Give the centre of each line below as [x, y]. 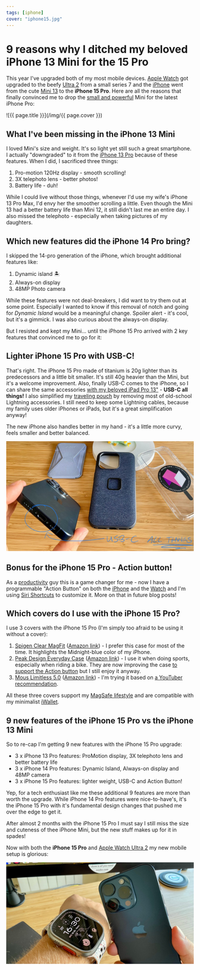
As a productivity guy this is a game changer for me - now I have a [88, 582]
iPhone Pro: [20, 104]
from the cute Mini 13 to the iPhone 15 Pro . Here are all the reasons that [94, 91]
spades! [16, 836]
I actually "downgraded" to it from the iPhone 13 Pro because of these [92, 155]
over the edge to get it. [34, 812]
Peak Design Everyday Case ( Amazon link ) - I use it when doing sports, [102, 659]
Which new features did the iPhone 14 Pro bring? [98, 241]
